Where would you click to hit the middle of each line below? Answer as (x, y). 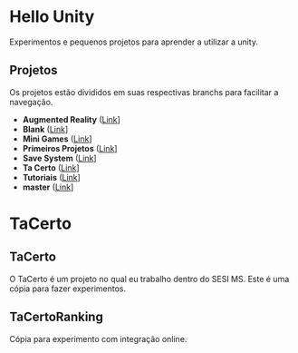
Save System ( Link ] (59, 158)
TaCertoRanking (57, 317)
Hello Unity (52, 17)
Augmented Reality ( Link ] (71, 119)
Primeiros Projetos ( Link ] (70, 148)
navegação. (31, 102)
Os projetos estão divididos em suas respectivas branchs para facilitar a (144, 92)
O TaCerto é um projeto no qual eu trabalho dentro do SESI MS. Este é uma (149, 279)
